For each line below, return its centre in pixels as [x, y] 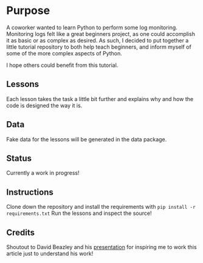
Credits [21, 232]
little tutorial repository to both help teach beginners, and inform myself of [99, 47]
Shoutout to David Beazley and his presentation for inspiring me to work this [101, 247]
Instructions [30, 192]
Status [19, 158]
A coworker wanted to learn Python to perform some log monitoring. [92, 27]
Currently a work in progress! [43, 173]
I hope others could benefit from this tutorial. [62, 65]
